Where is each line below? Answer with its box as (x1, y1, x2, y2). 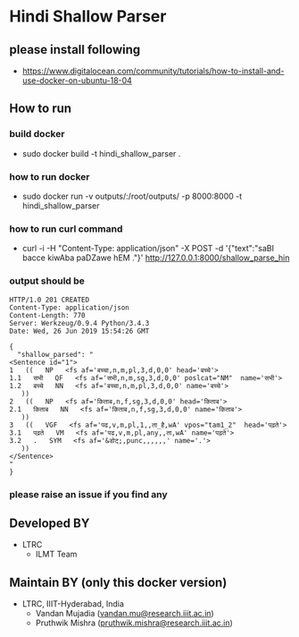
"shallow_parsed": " (17, 350, 94, 359)
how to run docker (9, 170, 90, 183)
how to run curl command (9, 222, 123, 234)
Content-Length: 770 (9, 310, 87, 319)
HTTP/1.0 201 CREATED (9, 295, 90, 304)
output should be (9, 275, 85, 287)
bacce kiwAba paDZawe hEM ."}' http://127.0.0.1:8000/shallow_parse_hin (21, 252, 290, 263)
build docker (9, 128, 65, 140)
